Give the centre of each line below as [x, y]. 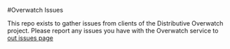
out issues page [31, 38]
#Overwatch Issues [35, 10]
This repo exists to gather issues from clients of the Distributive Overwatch [115, 23]
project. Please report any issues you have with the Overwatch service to [113, 31]
